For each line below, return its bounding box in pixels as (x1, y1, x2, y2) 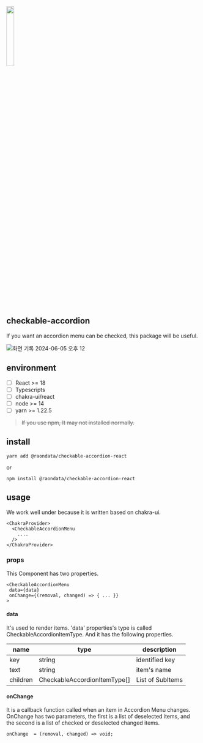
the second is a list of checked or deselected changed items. (6, 719, 160, 726)
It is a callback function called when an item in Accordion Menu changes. (6, 706, 191, 714)
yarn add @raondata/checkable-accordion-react (6, 453, 127, 459)
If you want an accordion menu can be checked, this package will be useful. (6, 332, 198, 339)
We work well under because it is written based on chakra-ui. (6, 508, 161, 516)
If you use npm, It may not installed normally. (21, 419, 135, 426)
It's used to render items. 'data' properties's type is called (6, 624, 152, 632)
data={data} (9, 587, 40, 593)
